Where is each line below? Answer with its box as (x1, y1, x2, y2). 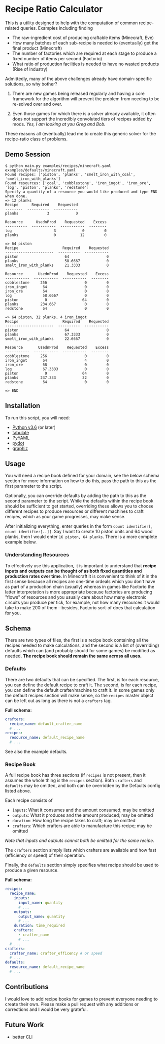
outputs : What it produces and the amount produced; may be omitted (12, 812, 153, 818)
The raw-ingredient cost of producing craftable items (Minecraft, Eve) (12, 35, 154, 41)
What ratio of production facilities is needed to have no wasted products (12, 61, 159, 67)
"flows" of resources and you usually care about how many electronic (5, 594, 147, 600)
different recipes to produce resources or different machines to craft (5, 508, 144, 514)
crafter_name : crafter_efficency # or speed (9, 951, 102, 956)
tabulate (12, 429, 30, 435)
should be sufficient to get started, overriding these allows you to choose (5, 503, 154, 509)
